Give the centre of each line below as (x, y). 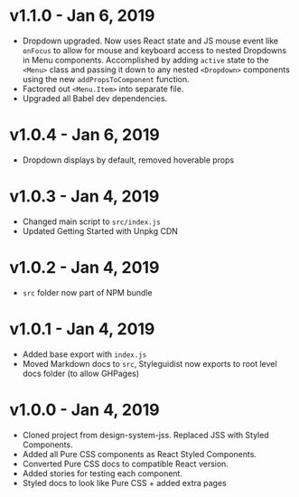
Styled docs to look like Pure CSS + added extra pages (125, 483)
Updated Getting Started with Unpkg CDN (100, 230)
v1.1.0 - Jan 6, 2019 (82, 16)
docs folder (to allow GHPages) (81, 373)
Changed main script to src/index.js (91, 221)
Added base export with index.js (84, 354)
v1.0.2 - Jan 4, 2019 (84, 267)
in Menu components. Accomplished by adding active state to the (145, 60)
